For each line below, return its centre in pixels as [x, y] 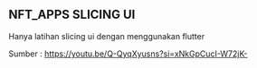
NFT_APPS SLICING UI [72, 15]
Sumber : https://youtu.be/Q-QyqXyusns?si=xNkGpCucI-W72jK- [128, 54]
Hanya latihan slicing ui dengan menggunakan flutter [107, 36]
